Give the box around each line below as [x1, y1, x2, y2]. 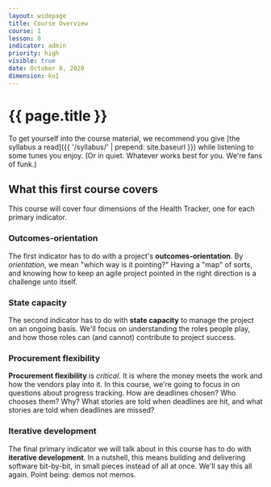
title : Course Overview [8, 19, 89, 27]
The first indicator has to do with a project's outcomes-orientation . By [8, 251, 244, 261]
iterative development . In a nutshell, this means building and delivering [8, 452, 246, 462]
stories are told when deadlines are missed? [8, 405, 155, 415]
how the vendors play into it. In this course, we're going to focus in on [8, 380, 240, 389]
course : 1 [8, 27, 42, 35]
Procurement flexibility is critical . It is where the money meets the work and [8, 371, 263, 380]
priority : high [8, 49, 60, 57]
